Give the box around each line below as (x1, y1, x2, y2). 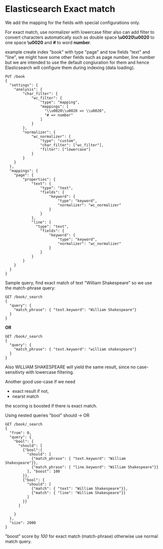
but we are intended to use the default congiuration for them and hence (5, 59, 149, 65)
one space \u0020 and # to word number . (5, 39, 92, 45)
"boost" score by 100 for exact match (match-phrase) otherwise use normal (5, 533, 158, 539)
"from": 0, (9, 430, 32, 435)
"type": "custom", (40, 138, 78, 143)
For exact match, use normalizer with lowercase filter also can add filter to (5, 29, 155, 35)
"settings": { (9, 82, 38, 88)
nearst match (12, 393, 39, 399)
